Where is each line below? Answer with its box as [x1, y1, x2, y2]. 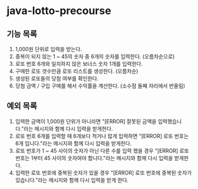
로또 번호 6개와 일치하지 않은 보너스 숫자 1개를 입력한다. [15, 60, 143, 67]
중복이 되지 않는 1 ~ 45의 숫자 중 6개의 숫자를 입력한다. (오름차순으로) [15, 53, 175, 60]
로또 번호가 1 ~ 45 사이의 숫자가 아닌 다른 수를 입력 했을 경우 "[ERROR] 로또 [15, 147, 190, 154]
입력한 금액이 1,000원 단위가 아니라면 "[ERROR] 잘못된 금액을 [15, 117, 157, 124]
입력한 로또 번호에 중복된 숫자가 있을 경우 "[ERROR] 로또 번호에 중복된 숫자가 [15, 169, 192, 176]
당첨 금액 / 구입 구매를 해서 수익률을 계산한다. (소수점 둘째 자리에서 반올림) [15, 82, 186, 89]
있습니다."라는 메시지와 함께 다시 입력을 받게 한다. [15, 176, 129, 183]
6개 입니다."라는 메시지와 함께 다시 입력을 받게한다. [15, 140, 132, 147]
